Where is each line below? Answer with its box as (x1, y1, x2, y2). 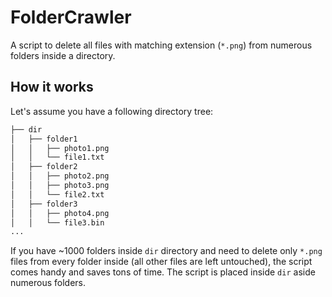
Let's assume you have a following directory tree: (10, 105, 214, 117)
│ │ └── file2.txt (10, 189, 105, 200)
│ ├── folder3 (10, 199, 78, 209)
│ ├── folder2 (10, 162, 78, 172)
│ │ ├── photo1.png (10, 143, 110, 153)
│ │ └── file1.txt (10, 152, 105, 163)
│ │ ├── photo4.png (10, 208, 110, 218)
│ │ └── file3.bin (10, 217, 105, 228)
